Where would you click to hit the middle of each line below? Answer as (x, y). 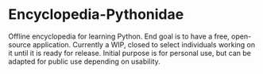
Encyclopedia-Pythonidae (96, 15)
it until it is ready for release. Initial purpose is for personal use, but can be (130, 53)
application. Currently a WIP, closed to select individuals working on (144, 44)
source (20, 44)
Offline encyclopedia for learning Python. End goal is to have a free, (119, 36)
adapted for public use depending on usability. (84, 61)
